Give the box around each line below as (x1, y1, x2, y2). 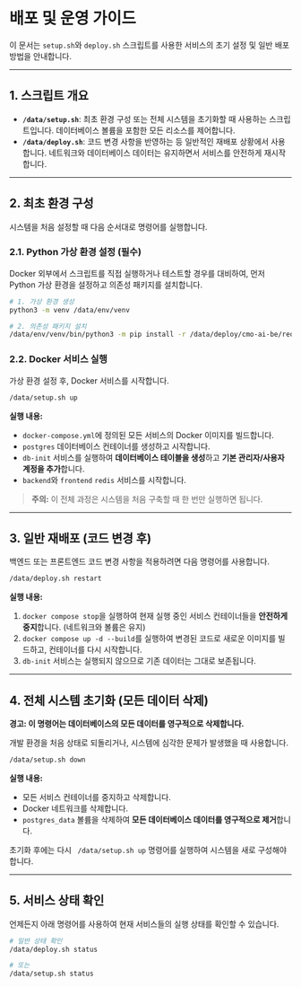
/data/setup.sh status (9, 969, 94, 979)
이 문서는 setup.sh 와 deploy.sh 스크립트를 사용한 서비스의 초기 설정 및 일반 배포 (9, 40, 289, 50)
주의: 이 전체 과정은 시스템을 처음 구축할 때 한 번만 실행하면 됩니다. (30, 493, 263, 504)
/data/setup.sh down (9, 755, 87, 764)
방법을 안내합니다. (9, 50, 73, 61)
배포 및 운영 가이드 (9, 8, 136, 29)
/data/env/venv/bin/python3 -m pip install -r (9, 330, 186, 339)
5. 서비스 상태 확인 (9, 893, 105, 908)
